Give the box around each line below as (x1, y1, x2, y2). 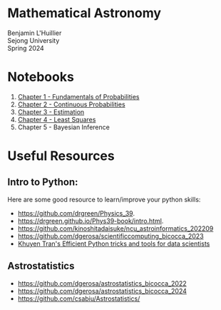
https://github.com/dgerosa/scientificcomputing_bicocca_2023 (17, 231, 205, 240)
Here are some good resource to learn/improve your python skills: (7, 195, 201, 204)
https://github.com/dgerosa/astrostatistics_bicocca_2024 (17, 286, 187, 295)
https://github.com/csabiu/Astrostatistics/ (17, 294, 140, 303)
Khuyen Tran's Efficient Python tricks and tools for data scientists (17, 239, 210, 248)
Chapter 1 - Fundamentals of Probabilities (17, 92, 140, 101)
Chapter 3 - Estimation (17, 107, 85, 116)
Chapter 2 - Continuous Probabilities (17, 100, 126, 109)
